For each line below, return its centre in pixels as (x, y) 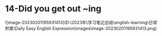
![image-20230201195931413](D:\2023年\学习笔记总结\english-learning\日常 (81, 22)
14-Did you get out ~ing (53, 9)
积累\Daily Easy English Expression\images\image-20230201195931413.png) (81, 28)
